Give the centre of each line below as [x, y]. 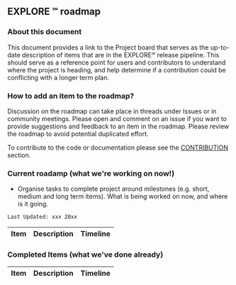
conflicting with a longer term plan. [58, 77]
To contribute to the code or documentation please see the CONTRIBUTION [118, 147]
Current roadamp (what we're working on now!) [91, 173]
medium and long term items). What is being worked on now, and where [123, 196]
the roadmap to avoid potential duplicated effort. [78, 133]
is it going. [33, 204]
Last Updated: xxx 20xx [43, 217]
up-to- [220, 47]
